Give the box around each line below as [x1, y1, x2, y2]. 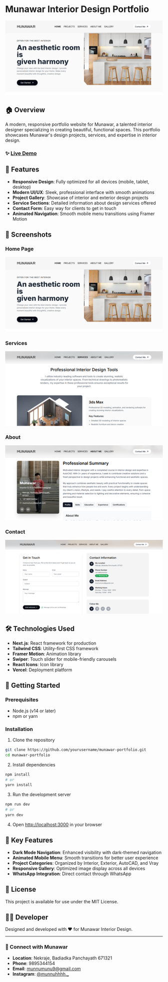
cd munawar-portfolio [5, 752, 50, 757]
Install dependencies [12, 761, 56, 767]
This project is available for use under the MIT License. [5, 898, 118, 904]
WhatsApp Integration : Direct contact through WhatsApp [12, 871, 131, 877]
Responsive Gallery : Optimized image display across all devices [12, 865, 145, 871]
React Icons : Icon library [12, 661, 63, 667]
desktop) [12, 184, 31, 190]
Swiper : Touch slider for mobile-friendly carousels [12, 656, 116, 662]
